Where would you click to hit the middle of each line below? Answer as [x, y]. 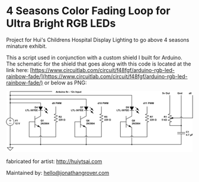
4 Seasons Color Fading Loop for [88, 11]
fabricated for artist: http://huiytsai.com [54, 161]
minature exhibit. [27, 46]
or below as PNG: [65, 82]
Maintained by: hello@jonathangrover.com [58, 173]
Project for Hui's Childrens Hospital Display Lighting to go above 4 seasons [98, 40]
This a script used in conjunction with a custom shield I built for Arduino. [94, 57]
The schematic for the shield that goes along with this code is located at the [99, 64]
